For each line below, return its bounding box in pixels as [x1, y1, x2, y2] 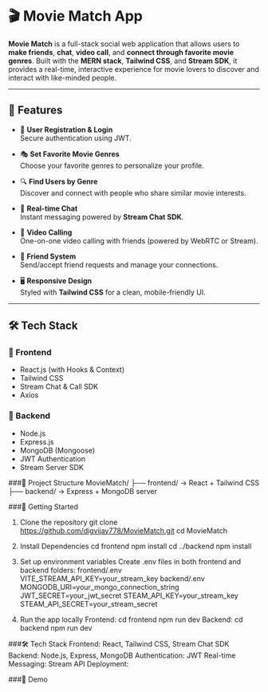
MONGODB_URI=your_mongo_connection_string [19, 582, 179, 591]
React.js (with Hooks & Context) [19, 365, 125, 374]
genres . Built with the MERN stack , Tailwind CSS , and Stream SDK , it [8, 56, 238, 65]
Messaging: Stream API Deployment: [8, 658, 129, 668]
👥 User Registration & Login [19, 125, 113, 134]
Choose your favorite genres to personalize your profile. [19, 160, 205, 170]
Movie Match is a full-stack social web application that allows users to [8, 38, 240, 49]
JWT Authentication [19, 453, 86, 464]
